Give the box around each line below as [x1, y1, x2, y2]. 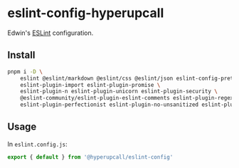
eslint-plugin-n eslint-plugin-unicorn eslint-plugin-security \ [20, 88, 218, 95]
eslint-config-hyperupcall [7, 5, 164, 21]
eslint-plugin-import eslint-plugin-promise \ [20, 81, 161, 88]
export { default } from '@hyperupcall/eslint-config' [7, 153, 174, 161]
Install [7, 49, 36, 61]
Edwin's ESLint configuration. [7, 28, 94, 37]
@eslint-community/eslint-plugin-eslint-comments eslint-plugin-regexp [20, 95, 237, 102]
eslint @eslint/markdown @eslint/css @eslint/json [20, 75, 174, 82]
